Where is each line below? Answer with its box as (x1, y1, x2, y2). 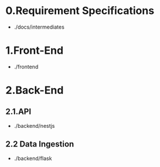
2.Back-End (5, 83, 64, 97)
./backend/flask (13, 155, 52, 162)
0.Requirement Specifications (5, 4, 155, 18)
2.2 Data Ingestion (5, 139, 74, 149)
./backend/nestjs (13, 122, 55, 129)
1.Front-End (5, 44, 64, 57)
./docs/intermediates (13, 23, 65, 30)
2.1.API (5, 107, 32, 117)
